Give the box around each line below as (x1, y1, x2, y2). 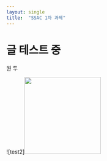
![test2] (6, 148, 25, 155)
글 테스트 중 (6, 43, 61, 57)
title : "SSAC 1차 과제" (6, 15, 66, 21)
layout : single (6, 9, 45, 15)
